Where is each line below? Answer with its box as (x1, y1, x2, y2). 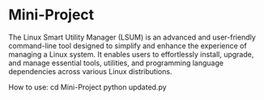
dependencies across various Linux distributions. (8, 66, 172, 76)
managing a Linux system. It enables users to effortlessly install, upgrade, (8, 49, 254, 59)
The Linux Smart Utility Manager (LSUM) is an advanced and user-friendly (8, 32, 257, 42)
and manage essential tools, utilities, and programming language (8, 58, 224, 68)
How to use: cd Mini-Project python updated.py (8, 82, 168, 92)
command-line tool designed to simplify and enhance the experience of (8, 40, 247, 50)
